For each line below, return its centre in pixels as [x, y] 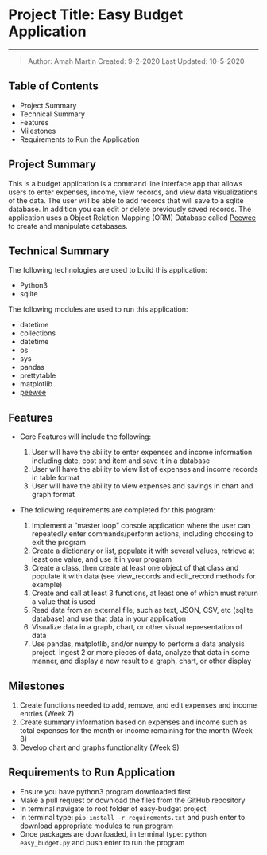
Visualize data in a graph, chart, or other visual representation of [137, 627]
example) [47, 585]
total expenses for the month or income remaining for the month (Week [136, 730]
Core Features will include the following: [85, 437]
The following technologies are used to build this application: [108, 270]
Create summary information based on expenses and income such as [133, 722]
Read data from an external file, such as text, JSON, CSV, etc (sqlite [142, 610]
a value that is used [64, 602]
